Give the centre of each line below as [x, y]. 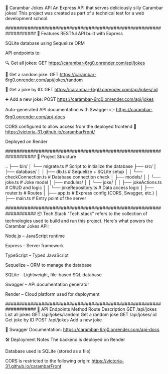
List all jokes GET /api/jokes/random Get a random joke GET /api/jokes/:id [81, 314]
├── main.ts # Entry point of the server [46, 198]
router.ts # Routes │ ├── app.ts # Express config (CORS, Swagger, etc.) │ [82, 193]
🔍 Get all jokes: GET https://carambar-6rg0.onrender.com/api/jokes [75, 63]
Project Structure [59, 156]
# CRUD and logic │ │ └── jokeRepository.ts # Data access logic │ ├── [79, 188]
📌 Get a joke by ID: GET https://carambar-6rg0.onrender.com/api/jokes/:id [81, 89]
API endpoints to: [23, 53]
